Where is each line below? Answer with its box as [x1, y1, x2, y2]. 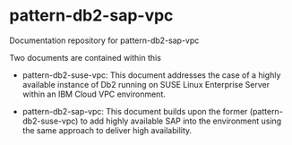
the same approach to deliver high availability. [21, 124, 193, 135]
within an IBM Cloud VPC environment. [21, 89, 166, 99]
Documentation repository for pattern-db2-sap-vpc [9, 35, 200, 46]
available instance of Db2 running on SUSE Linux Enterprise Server [21, 79, 271, 90]
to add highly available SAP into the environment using [80, 115, 282, 126]
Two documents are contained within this [9, 52, 161, 63]
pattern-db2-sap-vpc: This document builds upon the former [21, 106, 248, 116]
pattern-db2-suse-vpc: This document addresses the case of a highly [21, 69, 281, 81]
